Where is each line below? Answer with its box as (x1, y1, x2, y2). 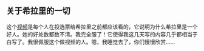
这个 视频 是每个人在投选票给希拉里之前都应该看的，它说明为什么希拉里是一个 (6, 23, 198, 30)
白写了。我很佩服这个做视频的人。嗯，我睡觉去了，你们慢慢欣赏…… (6, 38, 175, 46)
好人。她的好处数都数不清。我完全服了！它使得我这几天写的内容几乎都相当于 (6, 30, 198, 38)
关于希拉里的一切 (6, 5, 70, 16)
